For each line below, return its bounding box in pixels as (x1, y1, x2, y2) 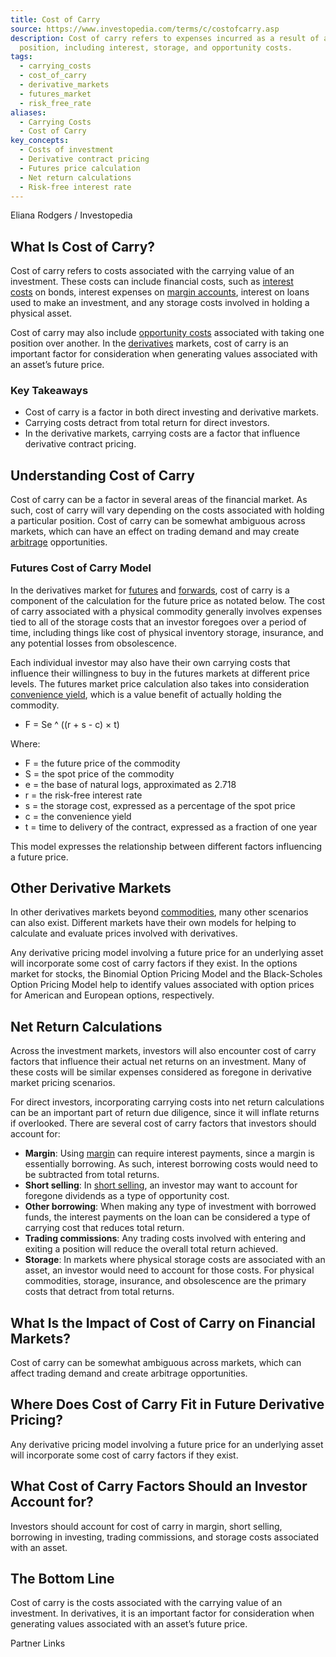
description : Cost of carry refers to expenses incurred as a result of (10, 33, 320, 43)
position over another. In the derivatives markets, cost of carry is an (10, 337, 289, 350)
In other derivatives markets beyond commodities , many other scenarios (10, 906, 309, 918)
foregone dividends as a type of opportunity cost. (24, 1190, 230, 1202)
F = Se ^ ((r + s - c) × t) (24, 718, 120, 730)
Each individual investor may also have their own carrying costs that (10, 656, 291, 668)
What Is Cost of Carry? (10, 238, 156, 255)
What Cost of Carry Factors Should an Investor (10, 1478, 308, 1495)
